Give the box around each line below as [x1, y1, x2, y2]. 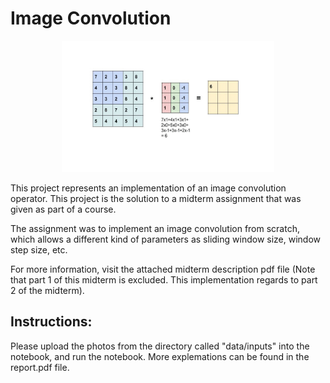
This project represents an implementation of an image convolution [10, 182, 287, 194]
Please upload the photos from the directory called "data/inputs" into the [10, 340, 310, 352]
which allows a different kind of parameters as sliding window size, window [10, 233, 322, 245]
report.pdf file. [10, 361, 70, 373]
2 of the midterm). [10, 284, 85, 296]
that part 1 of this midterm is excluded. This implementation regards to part [10, 273, 318, 286]
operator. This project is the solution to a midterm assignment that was [10, 192, 302, 204]
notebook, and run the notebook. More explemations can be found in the [10, 350, 310, 362]
